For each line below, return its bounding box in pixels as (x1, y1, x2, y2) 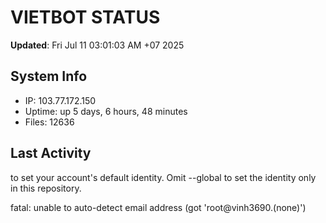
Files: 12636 (24, 116, 75, 128)
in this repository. (10, 182, 82, 194)
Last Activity (10, 145, 92, 162)
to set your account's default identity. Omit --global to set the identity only (10, 171, 317, 183)
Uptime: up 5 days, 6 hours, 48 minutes (24, 105, 188, 117)
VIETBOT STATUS (10, 6, 161, 29)
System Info (10, 68, 88, 85)
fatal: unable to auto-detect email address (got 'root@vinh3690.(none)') (10, 201, 307, 213)
